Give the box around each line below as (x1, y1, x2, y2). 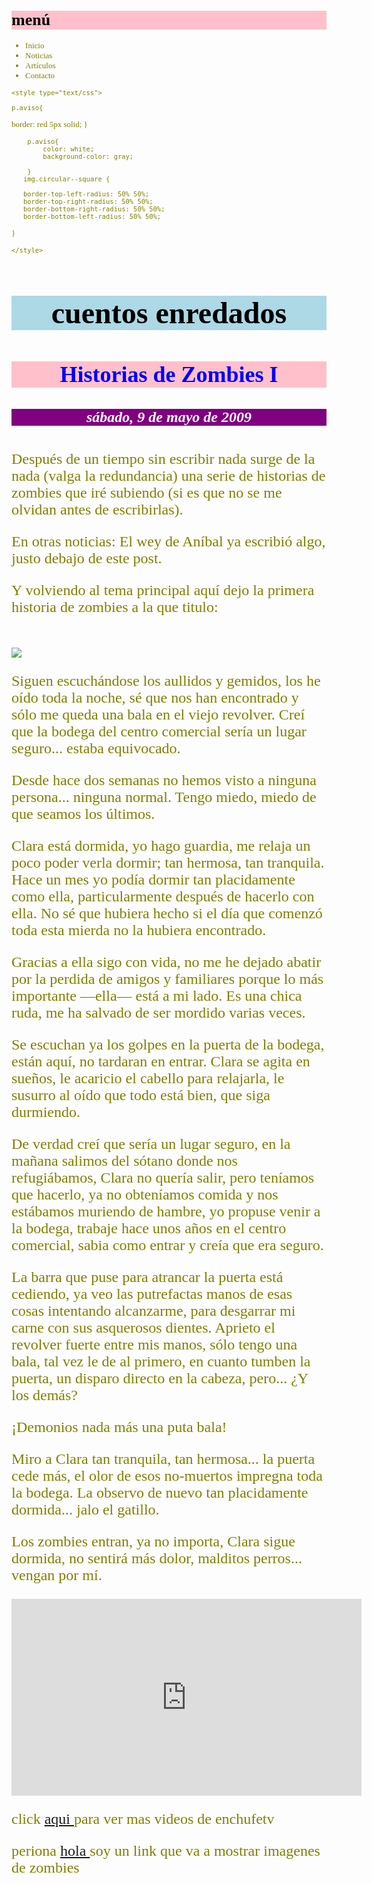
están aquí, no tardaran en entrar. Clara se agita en (11, 1053, 311, 1071)
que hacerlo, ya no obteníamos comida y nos (11, 1186, 279, 1204)
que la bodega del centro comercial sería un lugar (11, 723, 307, 741)
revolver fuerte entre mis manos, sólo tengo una (11, 1336, 298, 1354)
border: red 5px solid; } (11, 118, 88, 129)
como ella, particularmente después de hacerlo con (11, 888, 315, 906)
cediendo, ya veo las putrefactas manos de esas (11, 1285, 293, 1303)
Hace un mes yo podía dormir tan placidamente (11, 871, 296, 889)
